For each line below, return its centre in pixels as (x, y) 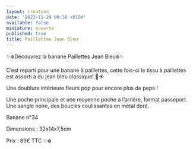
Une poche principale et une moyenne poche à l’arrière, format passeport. (97, 99)
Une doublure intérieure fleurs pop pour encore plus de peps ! (82, 88)
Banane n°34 (22, 117)
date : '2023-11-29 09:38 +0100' (46, 17)
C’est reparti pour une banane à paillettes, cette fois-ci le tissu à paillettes (96, 70)
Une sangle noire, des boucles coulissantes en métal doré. (78, 106)
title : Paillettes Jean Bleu (42, 39)
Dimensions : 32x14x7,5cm (39, 129)
